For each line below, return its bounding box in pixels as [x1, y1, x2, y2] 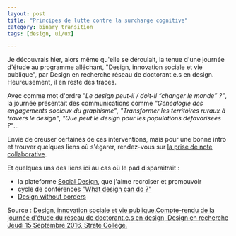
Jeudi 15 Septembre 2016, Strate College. [7, 221, 128, 230]
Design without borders [17, 192, 86, 201]
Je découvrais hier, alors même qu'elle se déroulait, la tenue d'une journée [7, 56, 225, 64]
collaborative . [7, 150, 47, 159]
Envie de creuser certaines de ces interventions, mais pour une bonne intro [7, 135, 227, 144]
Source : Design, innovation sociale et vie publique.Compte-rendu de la [7, 206, 215, 215]
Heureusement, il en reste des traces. [7, 78, 117, 87]
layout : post [7, 10, 46, 18]
